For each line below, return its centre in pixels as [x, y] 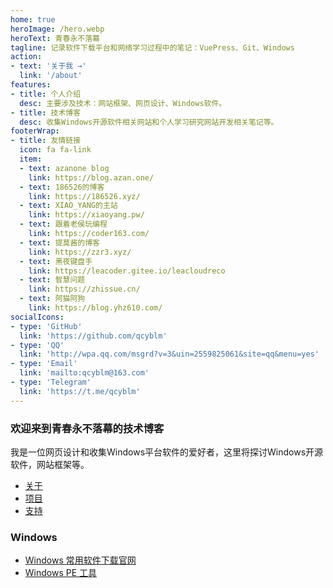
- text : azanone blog [64, 168]
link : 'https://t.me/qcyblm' [80, 391]
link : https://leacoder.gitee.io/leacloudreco [127, 271]
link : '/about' [51, 76]
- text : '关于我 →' [48, 66]
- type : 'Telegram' [51, 382]
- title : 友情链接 [46, 141]
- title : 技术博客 [46, 112]
